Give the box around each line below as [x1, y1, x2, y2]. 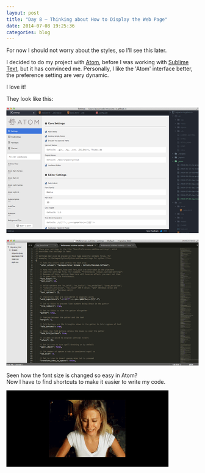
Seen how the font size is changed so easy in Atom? [6, 372, 138, 379]
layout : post [6, 10, 40, 16]
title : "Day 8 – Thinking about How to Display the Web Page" [6, 16, 168, 23]
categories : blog [6, 29, 51, 35]
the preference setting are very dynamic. [6, 71, 109, 79]
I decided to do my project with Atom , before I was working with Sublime [6, 59, 189, 66]
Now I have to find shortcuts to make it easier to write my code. [6, 378, 166, 385]
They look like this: [6, 95, 54, 103]
